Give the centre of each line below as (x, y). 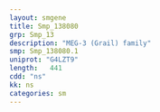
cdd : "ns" (28, 77)
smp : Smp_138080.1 (44, 51)
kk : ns (22, 85)
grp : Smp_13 (32, 34)
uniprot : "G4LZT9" (44, 60)
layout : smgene (38, 18)
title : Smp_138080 (44, 26)
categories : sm (38, 93)
